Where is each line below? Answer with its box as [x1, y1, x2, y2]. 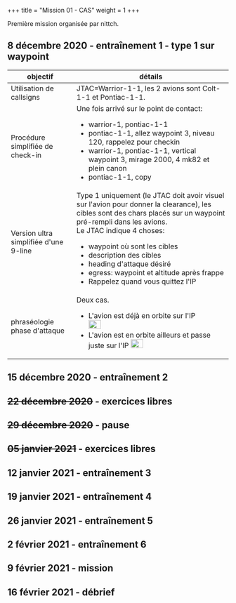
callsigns [11, 92, 41, 102]
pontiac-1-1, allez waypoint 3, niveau [88, 128, 215, 138]
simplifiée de [11, 141, 53, 151]
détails [139, 72, 163, 81]
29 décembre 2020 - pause [7, 419, 130, 431]
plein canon [88, 163, 128, 173]
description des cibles [88, 250, 162, 260]
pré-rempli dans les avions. [76, 217, 167, 227]
